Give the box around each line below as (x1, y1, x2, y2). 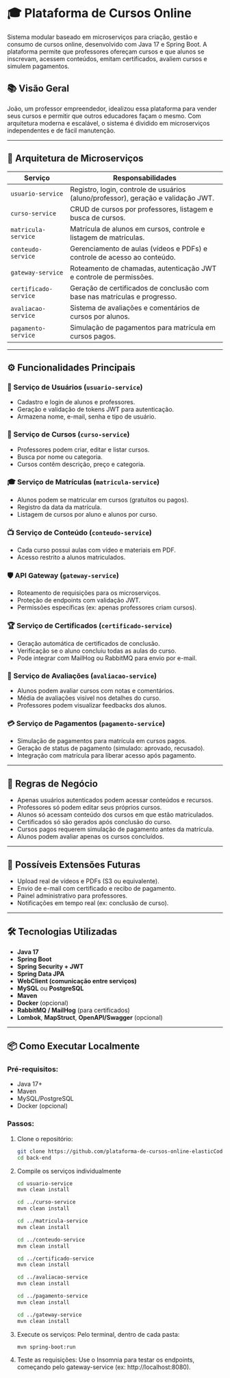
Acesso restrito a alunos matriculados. (16, 553, 126, 561)
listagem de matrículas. (70, 233, 145, 242)
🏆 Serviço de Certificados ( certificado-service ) (7, 621, 172, 631)
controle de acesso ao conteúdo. (70, 252, 176, 261)
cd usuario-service (16, 1180, 73, 1187)
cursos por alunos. (70, 312, 130, 321)
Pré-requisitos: (7, 1064, 59, 1074)
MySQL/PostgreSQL (16, 1095, 74, 1103)
